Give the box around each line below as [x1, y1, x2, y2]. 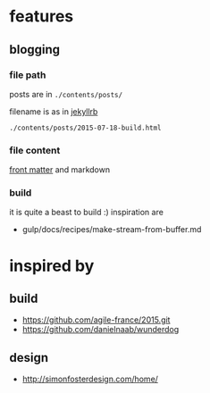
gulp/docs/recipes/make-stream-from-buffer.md [21, 224, 202, 235]
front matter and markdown [9, 164, 110, 175]
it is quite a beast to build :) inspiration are [9, 207, 164, 218]
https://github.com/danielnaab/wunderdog [21, 324, 180, 335]
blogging [9, 42, 61, 57]
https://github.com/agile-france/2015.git [21, 314, 171, 325]
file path [9, 69, 46, 81]
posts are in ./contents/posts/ [9, 88, 123, 99]
